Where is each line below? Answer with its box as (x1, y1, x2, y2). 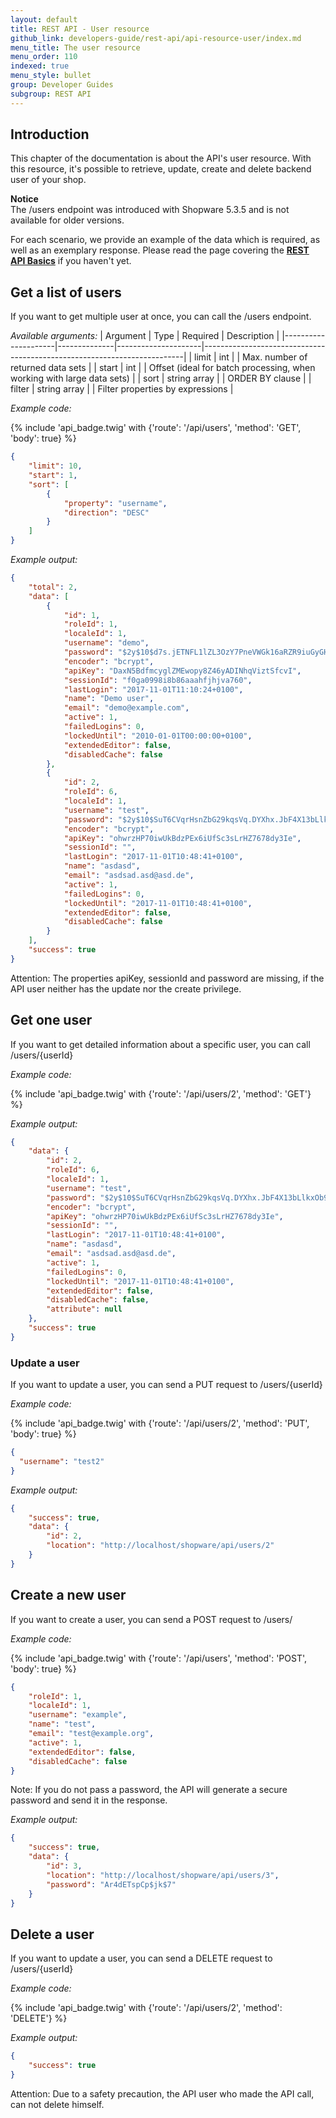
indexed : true (10, 61, 70, 71)
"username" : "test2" (19, 1456, 105, 1466)
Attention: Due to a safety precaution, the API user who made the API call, (10, 2087, 315, 2100)
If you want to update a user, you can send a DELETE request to (10, 1952, 273, 1965)
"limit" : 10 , (28, 461, 83, 471)
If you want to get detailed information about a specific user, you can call (10, 1038, 311, 1050)
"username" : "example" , (28, 1710, 128, 1720)
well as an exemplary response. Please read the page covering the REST (10, 244, 310, 256)
